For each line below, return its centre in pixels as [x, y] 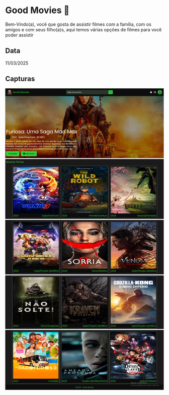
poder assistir [19, 35]
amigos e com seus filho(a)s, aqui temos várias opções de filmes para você [83, 29]
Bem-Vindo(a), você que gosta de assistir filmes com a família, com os [78, 24]
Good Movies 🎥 [37, 10]
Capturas [20, 79]
